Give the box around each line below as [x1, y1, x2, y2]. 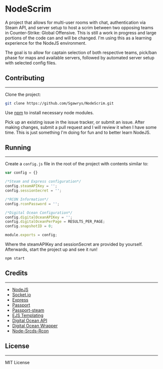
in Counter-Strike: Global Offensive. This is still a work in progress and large [5, 30, 157, 35]
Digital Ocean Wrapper [12, 322, 58, 329]
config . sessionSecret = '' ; [5, 188, 62, 193]
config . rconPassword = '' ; [5, 201, 60, 206]
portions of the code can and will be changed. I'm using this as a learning [5, 35, 152, 41]
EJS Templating [12, 312, 44, 318]
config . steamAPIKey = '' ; [5, 184, 57, 189]
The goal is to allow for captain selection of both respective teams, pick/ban [5, 50, 157, 55]
